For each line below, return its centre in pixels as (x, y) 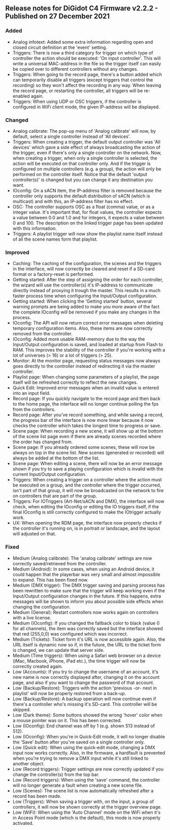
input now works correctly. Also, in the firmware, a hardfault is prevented (89, 753)
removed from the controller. (42, 334)
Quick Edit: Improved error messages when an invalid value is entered (86, 388)
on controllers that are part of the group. (55, 496)
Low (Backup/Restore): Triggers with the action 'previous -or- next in (85, 688)
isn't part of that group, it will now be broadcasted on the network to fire (88, 491)
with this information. (35, 228)
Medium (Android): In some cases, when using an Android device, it (83, 569)
